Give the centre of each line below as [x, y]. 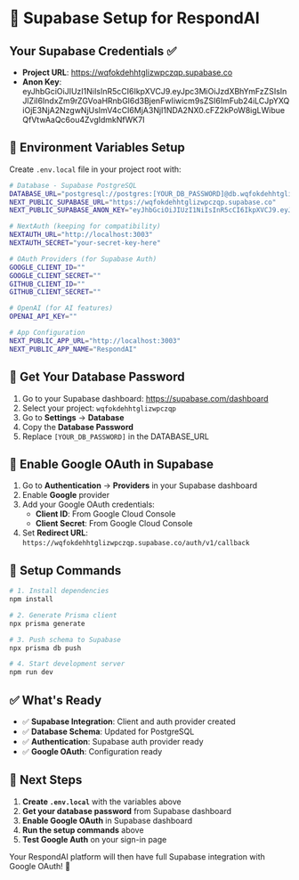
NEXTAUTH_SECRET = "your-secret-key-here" [85, 243]
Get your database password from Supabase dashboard [127, 811]
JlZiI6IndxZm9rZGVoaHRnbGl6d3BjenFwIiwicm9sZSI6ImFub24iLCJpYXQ [156, 101]
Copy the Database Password [77, 427]
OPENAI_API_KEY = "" [43, 317]
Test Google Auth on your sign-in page [94, 839]
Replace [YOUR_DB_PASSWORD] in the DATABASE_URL [116, 436]
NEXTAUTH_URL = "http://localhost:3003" [81, 235]
